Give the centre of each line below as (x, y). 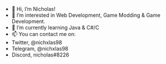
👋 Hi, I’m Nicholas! (33, 9)
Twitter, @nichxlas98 (37, 42)
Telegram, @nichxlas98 (40, 49)
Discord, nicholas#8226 (40, 55)
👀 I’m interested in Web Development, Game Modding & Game (86, 15)
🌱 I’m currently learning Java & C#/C (55, 27)
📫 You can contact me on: (43, 34)
